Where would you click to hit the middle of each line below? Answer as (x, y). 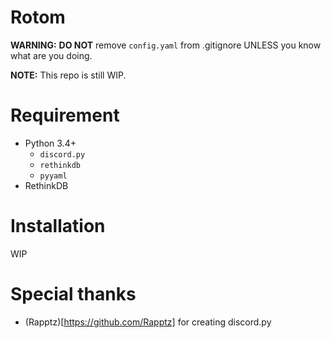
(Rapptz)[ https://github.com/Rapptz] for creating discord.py (148, 322)
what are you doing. (51, 55)
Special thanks (73, 294)
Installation (58, 226)
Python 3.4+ (50, 143)
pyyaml (53, 176)
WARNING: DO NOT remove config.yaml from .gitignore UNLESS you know (166, 45)
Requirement (65, 115)
